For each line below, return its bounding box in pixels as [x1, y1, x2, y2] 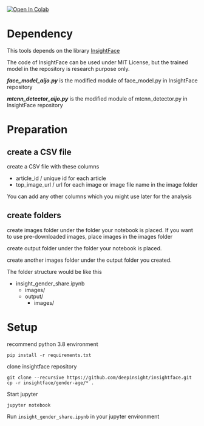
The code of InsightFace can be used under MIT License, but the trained [7, 58, 188, 66]
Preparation [7, 123, 68, 136]
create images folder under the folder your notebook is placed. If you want [7, 226, 194, 233]
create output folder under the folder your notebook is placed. [7, 244, 162, 251]
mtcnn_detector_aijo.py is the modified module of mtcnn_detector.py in [7, 95, 188, 102]
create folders [7, 210, 61, 221]
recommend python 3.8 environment [7, 340, 99, 348]
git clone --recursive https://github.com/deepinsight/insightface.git [7, 374, 192, 381]
